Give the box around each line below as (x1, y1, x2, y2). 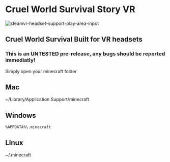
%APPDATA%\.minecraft (5, 124, 51, 130)
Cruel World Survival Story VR (5, 4, 136, 15)
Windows (5, 111, 36, 120)
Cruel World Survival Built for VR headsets (5, 35, 143, 44)
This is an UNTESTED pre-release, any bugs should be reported (5, 50, 165, 57)
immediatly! (5, 57, 36, 64)
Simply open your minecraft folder (5, 68, 77, 74)
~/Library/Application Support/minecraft (5, 96, 90, 103)
